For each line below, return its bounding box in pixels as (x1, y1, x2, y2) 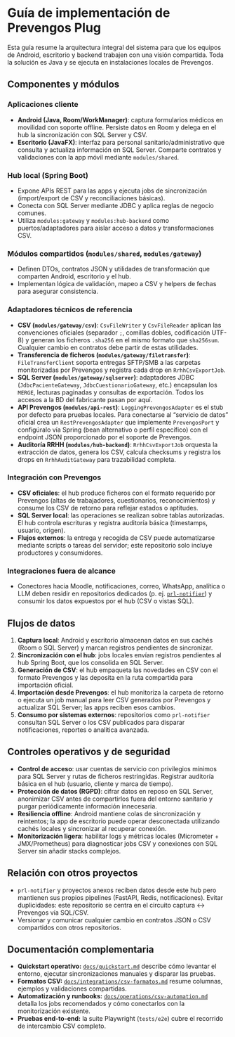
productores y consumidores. (17, 548, 103, 557)
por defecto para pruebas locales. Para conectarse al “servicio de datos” (17, 410, 229, 419)
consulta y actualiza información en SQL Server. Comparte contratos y (17, 146, 222, 154)
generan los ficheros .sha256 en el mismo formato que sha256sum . (30, 335, 220, 344)
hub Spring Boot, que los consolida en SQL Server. (17, 658, 164, 666)
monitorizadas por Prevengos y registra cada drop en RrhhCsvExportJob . (17, 366, 226, 374)
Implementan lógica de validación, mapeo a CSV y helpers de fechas (17, 280, 217, 288)
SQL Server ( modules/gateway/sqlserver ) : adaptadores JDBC (17, 373, 194, 381)
